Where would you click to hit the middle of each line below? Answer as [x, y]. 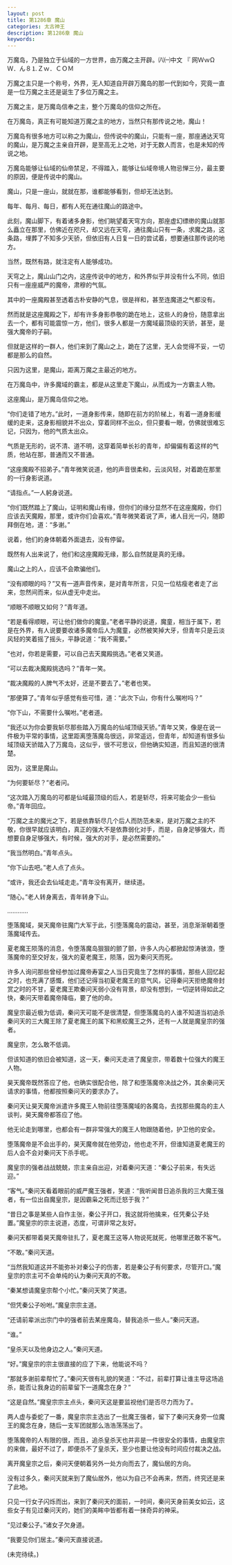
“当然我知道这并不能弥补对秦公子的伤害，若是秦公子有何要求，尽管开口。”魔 [114, 1267]
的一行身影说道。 [31, 478]
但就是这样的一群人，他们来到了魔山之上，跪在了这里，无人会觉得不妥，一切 [116, 346]
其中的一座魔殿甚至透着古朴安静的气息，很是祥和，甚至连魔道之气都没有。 [113, 300]
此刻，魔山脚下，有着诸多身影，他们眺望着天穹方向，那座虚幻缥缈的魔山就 [113, 221]
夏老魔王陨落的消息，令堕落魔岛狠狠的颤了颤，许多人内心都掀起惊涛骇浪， [113, 949]
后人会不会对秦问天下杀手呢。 [49, 1153]
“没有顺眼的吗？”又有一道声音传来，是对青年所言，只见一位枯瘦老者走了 [110, 584]
